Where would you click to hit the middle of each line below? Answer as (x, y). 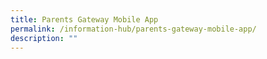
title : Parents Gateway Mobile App (84, 19)
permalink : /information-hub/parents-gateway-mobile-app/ (133, 29)
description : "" (44, 38)
